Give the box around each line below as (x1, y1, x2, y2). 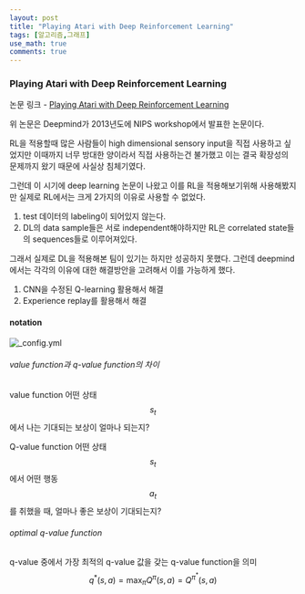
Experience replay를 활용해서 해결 (22, 296, 147, 307)
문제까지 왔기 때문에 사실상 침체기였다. (9, 161, 146, 172)
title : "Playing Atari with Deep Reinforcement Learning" (9, 22, 234, 31)
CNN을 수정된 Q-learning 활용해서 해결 (22, 284, 164, 295)
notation (9, 317, 43, 328)
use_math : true (9, 38, 67, 48)
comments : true (9, 47, 67, 57)
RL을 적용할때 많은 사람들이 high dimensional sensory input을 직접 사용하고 (9, 138, 282, 149)
